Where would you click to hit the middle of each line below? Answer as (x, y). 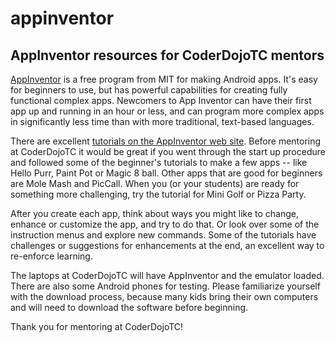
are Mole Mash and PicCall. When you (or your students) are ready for (155, 183)
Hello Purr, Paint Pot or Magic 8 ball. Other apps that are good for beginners (166, 173)
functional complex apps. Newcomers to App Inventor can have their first (161, 100)
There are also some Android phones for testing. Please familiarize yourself (165, 286)
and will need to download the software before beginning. (129, 307)
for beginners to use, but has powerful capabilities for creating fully (149, 90)
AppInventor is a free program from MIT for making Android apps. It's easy (164, 79)
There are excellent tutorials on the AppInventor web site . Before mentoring (166, 141)
